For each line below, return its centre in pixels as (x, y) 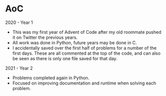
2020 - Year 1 (19, 22)
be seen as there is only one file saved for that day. (65, 58)
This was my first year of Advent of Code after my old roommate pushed (87, 32)
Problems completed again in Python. (51, 78)
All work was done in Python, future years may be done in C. (75, 42)
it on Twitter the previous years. (45, 37)
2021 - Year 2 (19, 68)
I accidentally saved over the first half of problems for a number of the (84, 48)
